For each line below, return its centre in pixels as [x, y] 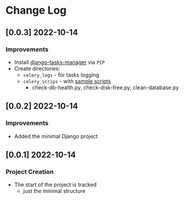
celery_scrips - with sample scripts [67, 81]
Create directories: [37, 68]
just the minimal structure [54, 191]
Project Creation [30, 171]
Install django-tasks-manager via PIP [59, 62]
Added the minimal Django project [56, 136]
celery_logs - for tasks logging [61, 74]
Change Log [36, 10]
